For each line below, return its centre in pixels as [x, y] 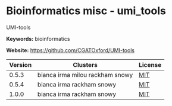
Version [21, 65]
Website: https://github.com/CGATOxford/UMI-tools [71, 50]
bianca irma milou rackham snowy [85, 75]
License [150, 65]
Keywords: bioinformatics [38, 38]
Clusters [85, 65]
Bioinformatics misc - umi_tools [86, 11]
